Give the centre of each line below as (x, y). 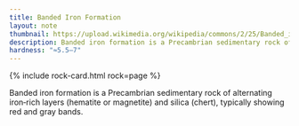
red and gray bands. (46, 112)
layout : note (33, 26)
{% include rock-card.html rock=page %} (85, 75)
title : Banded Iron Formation (65, 17)
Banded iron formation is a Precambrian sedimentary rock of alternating (141, 93)
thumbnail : (29, 34)
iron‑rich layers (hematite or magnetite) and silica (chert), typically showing (147, 102)
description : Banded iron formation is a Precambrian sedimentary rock (145, 42)
